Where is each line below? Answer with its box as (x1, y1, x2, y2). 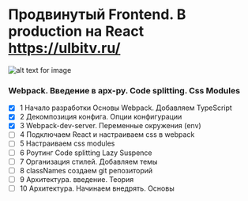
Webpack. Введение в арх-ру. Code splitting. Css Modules (8, 85, 241, 96)
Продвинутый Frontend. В (8, 6, 186, 24)
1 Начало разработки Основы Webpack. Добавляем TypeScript (19, 103, 233, 112)
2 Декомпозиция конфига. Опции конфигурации (19, 112, 182, 122)
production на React (8, 22, 145, 40)
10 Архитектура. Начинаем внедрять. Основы (19, 184, 175, 193)
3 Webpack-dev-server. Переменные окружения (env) (19, 121, 201, 131)
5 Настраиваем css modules (19, 138, 115, 148)
